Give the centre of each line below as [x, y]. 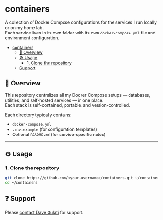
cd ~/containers [21, 183]
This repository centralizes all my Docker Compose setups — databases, [78, 95]
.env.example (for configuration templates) [54, 129]
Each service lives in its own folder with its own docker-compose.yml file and [81, 33]
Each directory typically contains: [38, 115]
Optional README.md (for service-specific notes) [59, 134]
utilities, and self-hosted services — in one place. [54, 100]
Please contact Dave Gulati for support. [44, 212]
